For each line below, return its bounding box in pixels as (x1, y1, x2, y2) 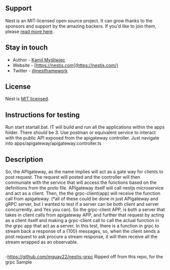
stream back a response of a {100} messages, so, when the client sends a (5, 228, 160, 234)
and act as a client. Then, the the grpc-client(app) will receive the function (5, 191, 161, 197)
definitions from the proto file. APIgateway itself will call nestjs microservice (5, 185, 164, 191)
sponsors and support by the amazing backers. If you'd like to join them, (5, 23, 156, 29)
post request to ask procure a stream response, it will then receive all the (5, 234, 158, 240)
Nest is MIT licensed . (5, 96, 50, 102)
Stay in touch (5, 43, 48, 52)
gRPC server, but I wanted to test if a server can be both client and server (5, 201, 159, 207)
